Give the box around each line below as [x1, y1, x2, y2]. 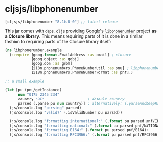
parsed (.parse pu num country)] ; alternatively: [17, 101, 123, 106]
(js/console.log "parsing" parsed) [9, 105, 81, 111]
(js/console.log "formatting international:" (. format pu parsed [9, 119, 145, 124]
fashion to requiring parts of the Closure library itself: [5, 38, 112, 44]
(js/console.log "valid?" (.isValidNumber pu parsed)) [9, 110, 123, 115]
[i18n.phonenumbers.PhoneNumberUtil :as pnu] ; [31, 66, 130, 71]
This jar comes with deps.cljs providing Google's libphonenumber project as [5, 28, 157, 34]
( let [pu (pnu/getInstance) [5, 87, 62, 92]
